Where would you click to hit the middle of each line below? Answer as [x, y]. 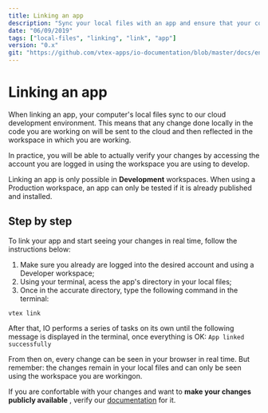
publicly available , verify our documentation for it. [92, 399]
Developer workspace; [57, 273]
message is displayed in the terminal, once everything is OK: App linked [126, 336]
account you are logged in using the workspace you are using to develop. [129, 164]
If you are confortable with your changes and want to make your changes [130, 391]
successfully [30, 344]
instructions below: [39, 249]
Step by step [40, 222]
